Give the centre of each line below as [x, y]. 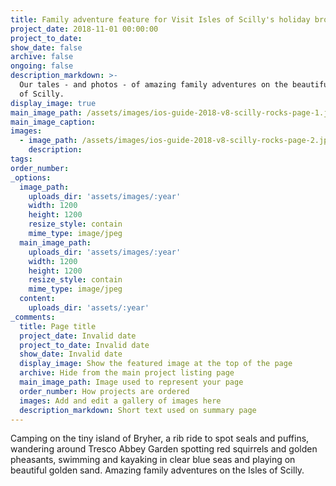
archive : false [42, 57]
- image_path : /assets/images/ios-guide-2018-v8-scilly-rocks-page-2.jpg [176, 141]
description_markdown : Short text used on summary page [138, 410]
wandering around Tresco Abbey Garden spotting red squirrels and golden [164, 449]
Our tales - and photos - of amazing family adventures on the [153, 85]
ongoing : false [42, 66]
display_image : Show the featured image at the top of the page [156, 364]
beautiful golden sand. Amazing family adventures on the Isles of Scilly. [157, 470]
